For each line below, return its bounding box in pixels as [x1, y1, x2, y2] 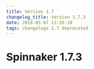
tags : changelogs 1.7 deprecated [6, 25, 89, 31]
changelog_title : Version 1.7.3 [6, 14, 86, 20]
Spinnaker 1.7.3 [6, 51, 83, 64]
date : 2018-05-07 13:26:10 [6, 19, 73, 25]
